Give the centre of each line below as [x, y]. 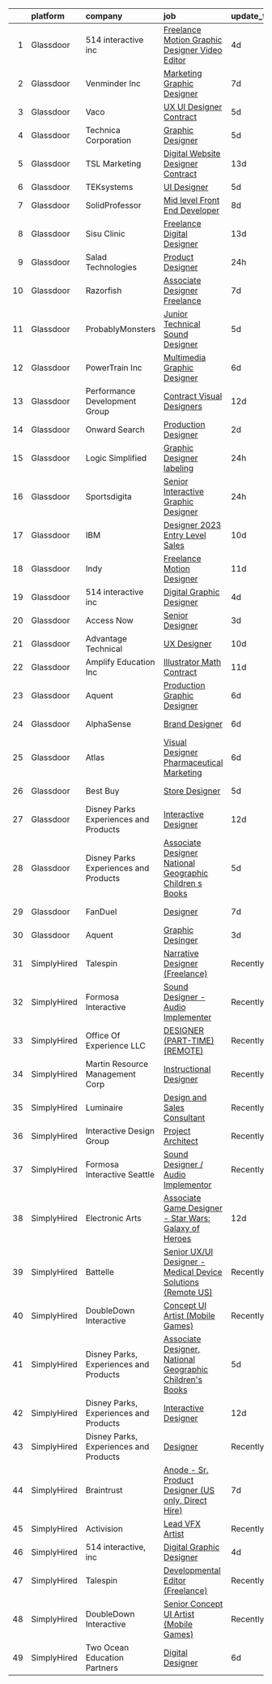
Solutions [181, 1282]
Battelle [100, 1272]
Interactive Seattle [120, 1174]
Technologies [111, 267]
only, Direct [185, 1500]
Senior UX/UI [188, 1252]
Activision [104, 1529]
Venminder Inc [113, 83]
